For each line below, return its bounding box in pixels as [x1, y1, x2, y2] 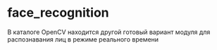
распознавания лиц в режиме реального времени [7, 35, 159, 43]
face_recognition [7, 5, 109, 21]
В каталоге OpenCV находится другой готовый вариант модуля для [7, 28, 211, 36]
